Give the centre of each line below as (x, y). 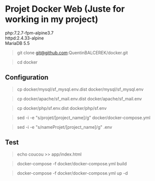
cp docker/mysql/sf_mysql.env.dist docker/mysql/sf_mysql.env (80, 89)
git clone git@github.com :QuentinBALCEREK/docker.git (72, 53)
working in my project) (52, 19)
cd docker (27, 62)
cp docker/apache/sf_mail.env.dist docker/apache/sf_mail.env (79, 99)
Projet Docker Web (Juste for (65, 9)
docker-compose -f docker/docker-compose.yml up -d (72, 173)
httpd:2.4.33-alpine (24, 38)
